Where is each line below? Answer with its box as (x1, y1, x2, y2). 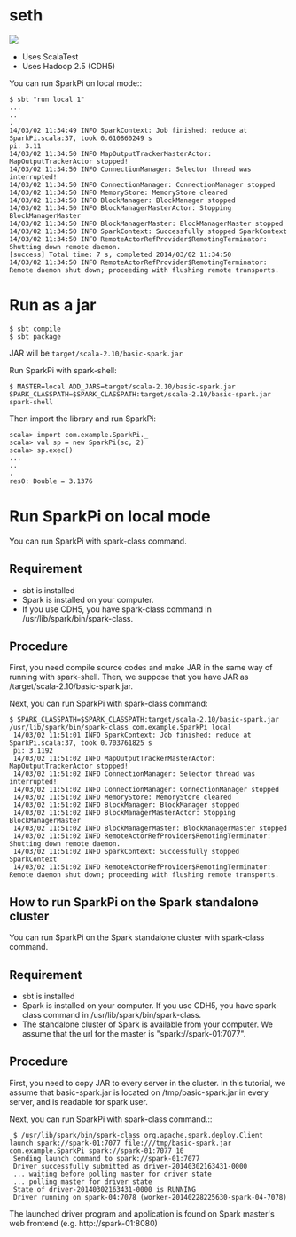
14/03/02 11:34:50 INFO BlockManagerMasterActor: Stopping (9, 203, 232, 213)
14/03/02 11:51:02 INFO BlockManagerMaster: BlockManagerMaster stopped (12, 824, 288, 834)
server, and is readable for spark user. (9, 1096, 148, 1107)
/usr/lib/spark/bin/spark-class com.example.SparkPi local (9, 724, 232, 732)
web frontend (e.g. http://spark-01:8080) (9, 1217, 158, 1228)
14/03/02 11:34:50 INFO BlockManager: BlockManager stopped (9, 196, 237, 205)
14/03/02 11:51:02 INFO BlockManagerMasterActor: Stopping (12, 809, 237, 818)
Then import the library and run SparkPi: (9, 413, 157, 424)
